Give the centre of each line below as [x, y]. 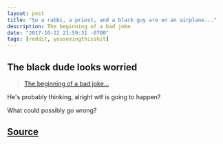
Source [23, 132]
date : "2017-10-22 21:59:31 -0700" [58, 33]
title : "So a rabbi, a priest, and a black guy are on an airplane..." [112, 20]
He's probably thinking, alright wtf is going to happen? [84, 96]
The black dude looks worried [72, 67]
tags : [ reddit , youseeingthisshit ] [58, 39]
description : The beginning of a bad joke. [71, 26]
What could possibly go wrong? [52, 110]
